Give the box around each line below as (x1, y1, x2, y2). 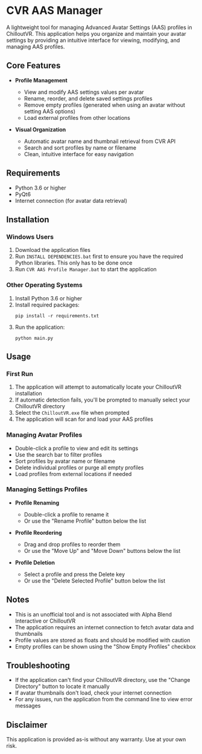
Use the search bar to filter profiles (14, 451, 103, 458)
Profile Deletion (14, 558, 55, 566)
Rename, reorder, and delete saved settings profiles (24, 94, 153, 102)
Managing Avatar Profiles (6, 431, 83, 439)
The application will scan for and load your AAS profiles (14, 415, 154, 423)
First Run (6, 369, 33, 378)
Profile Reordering (14, 529, 62, 536)
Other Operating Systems (6, 281, 83, 289)
